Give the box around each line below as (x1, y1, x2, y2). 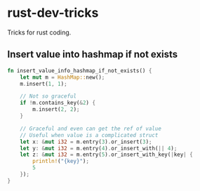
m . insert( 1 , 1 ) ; (20, 80, 68, 87)
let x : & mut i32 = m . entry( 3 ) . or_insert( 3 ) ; (20, 138, 152, 145)
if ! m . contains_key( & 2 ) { (20, 100, 96, 107)
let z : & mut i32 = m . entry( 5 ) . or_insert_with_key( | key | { (20, 151, 193, 159)
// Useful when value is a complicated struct (20, 131, 159, 138)
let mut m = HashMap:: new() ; (20, 74, 105, 81)
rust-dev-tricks (7, 5, 99, 21)
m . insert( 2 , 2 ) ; (32, 106, 80, 113)
